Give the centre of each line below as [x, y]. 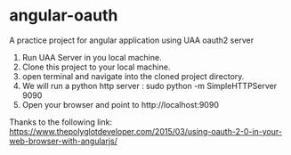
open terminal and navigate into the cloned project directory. [133, 76]
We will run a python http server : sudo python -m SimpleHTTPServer [150, 86]
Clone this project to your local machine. [96, 67]
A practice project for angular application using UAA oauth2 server [132, 40]
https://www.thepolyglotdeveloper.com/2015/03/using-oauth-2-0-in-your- [146, 131]
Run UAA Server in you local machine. [92, 57]
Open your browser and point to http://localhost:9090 [121, 104]
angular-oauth [64, 16]
